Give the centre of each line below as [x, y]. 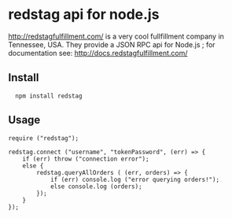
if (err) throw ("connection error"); [86, 159]
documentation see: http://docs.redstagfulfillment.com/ [98, 53]
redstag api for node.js [84, 15]
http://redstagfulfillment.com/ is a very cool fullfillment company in [116, 36]
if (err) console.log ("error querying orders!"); [135, 179]
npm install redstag [49, 96]
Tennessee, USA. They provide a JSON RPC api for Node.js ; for [112, 44]
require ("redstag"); [44, 138]
